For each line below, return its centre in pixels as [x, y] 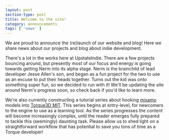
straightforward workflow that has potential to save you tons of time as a [80, 127]
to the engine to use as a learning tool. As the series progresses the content [84, 111]
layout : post [19, 10]
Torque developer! [24, 132]
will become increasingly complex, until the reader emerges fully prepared [82, 116]
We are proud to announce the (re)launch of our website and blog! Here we [83, 43]
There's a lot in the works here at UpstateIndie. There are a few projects [80, 58]
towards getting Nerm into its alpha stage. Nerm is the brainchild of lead [80, 69]
